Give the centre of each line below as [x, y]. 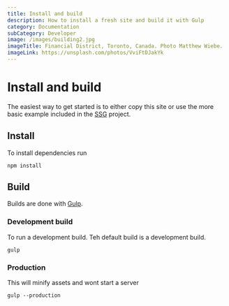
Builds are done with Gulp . [45, 204]
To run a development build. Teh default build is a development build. [106, 237]
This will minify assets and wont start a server [73, 283]
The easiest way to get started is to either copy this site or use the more [111, 106]
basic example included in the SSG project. [69, 114]
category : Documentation [43, 27]
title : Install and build [45, 14]
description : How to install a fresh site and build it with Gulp [106, 20]
